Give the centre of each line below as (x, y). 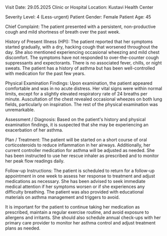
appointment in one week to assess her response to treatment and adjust (80, 176)
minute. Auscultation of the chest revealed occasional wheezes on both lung (84, 99)
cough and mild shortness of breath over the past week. (63, 32)
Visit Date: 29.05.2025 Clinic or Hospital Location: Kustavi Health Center (79, 7)
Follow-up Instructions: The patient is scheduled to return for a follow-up (80, 170)
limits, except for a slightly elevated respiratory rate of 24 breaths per (77, 94)
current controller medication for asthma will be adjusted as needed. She (80, 150)
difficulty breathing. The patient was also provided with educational (74, 192)
